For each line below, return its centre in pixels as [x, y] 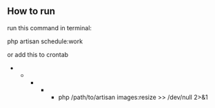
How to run [31, 11]
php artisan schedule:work [45, 41]
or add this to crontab [38, 54]
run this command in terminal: [49, 28]
